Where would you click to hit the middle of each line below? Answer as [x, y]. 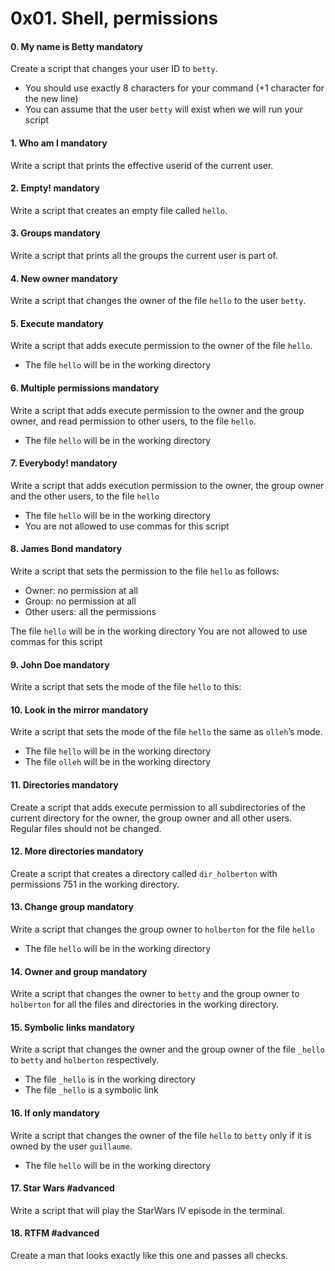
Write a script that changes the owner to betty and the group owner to [155, 994]
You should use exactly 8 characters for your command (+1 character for [174, 88]
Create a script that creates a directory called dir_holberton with [144, 873]
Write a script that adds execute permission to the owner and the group [157, 410]
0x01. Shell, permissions [114, 18]
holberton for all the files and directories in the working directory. [144, 1004]
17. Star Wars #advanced [62, 1188]
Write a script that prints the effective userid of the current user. [142, 165]
